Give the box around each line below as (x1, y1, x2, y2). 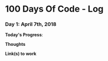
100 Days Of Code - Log (5, 3, 104, 15)
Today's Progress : (5, 32, 43, 38)
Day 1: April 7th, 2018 (5, 21, 56, 28)
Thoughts (5, 41, 26, 47)
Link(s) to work (5, 51, 37, 57)
